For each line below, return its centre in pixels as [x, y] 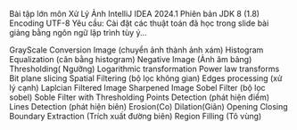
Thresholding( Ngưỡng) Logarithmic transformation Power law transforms [144, 69]
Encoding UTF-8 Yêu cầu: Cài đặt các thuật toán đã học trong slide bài [139, 23]
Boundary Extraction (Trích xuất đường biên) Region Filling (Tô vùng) [136, 116]
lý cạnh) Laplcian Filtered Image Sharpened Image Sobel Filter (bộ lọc [137, 88]
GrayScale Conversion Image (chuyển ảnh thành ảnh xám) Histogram [136, 50]
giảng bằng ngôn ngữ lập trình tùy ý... [78, 32]
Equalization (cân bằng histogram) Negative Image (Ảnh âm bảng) [131, 59]
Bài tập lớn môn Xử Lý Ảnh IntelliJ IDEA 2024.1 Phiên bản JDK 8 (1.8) [135, 14]
